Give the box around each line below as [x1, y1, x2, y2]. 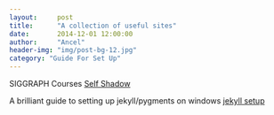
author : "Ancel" [9, 37, 86, 47]
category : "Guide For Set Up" [9, 54, 122, 63]
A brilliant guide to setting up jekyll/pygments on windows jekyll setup [9, 96, 265, 106]
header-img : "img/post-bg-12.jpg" [9, 46, 138, 55]
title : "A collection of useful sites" [9, 21, 177, 30]
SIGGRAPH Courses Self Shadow [9, 79, 131, 88]
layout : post [9, 12, 74, 22]
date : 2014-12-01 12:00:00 [9, 29, 133, 38]
